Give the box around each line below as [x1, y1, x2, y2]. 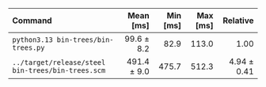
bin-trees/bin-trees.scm [12, 66, 106, 74]
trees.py [12, 43, 45, 52]
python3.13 [12, 36, 53, 44]
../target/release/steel [12, 59, 106, 66]
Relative [222, 15, 254, 26]
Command [12, 15, 53, 26]
